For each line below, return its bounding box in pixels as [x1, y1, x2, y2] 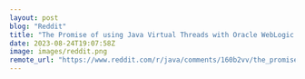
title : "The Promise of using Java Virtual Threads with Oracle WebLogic [9, 30, 295, 39]
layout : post [9, 13, 59, 23]
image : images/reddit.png [9, 47, 107, 56]
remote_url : [9, 55, 54, 64]
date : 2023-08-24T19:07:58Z [9, 38, 116, 48]
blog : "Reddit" [9, 22, 67, 31]
